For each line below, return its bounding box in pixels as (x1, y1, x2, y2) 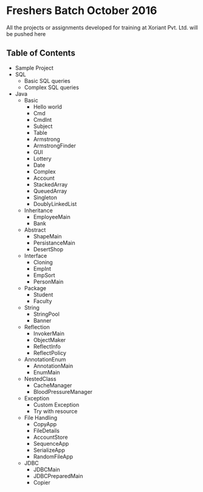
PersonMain (33, 278, 64, 285)
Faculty (33, 297, 52, 305)
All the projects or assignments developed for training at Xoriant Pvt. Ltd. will (6, 24, 198, 31)
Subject (33, 123, 53, 130)
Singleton (33, 193, 58, 201)
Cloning (33, 258, 53, 266)
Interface (24, 252, 47, 259)
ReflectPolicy (33, 349, 67, 357)
